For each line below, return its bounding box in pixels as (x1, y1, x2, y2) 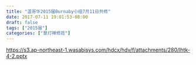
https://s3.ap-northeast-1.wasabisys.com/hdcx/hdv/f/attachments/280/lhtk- (6, 46, 190, 53)
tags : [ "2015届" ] (6, 25, 48, 31)
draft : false (6, 19, 38, 25)
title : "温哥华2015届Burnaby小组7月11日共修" (6, 8, 111, 15)
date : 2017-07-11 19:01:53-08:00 (6, 14, 88, 20)
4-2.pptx (6, 53, 28, 60)
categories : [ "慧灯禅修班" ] (6, 30, 71, 36)
